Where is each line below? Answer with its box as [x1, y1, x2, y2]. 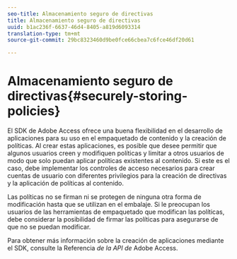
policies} [7, 103, 61, 119]
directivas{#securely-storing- [7, 88, 188, 104]
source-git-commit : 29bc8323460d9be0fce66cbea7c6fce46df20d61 [7, 37, 195, 44]
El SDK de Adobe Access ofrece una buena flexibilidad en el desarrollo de [7, 126, 223, 135]
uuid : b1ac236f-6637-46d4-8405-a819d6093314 [7, 23, 141, 30]
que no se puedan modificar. [7, 223, 91, 231]
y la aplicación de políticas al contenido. [7, 179, 125, 188]
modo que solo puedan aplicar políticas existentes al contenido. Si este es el [7, 157, 230, 165]
